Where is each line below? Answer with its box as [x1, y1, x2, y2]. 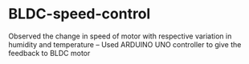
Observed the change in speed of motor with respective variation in [8, 31, 232, 41]
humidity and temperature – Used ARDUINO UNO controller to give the [8, 39, 242, 49]
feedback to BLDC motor [8, 48, 91, 58]
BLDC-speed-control [8, 5, 151, 23]
